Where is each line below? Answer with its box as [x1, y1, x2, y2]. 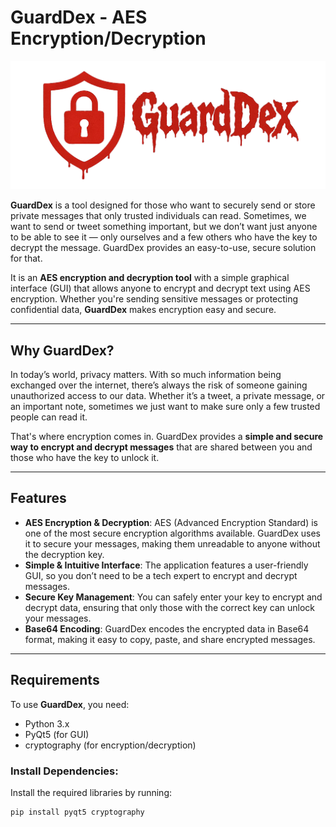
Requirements [10, 672, 100, 689]
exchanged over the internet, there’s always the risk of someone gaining [10, 379, 308, 391]
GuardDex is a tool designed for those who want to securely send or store [10, 199, 316, 211]
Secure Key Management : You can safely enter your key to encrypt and [24, 591, 323, 603]
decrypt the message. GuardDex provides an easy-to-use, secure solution [10, 242, 317, 254]
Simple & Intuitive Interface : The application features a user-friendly [24, 559, 309, 571]
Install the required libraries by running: [10, 786, 173, 798]
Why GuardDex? [10, 342, 115, 359]
